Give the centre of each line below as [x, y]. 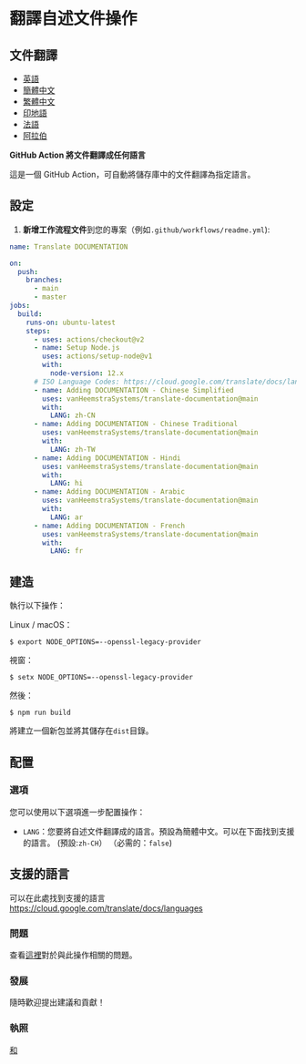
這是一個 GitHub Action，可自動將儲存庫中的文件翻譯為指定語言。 [133, 174]
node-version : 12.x [87, 373]
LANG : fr [66, 551]
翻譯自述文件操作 [74, 19]
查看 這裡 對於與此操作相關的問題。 [73, 955]
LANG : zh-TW [72, 449]
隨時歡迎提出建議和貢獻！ [57, 1002]
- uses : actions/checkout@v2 [89, 339]
